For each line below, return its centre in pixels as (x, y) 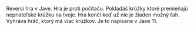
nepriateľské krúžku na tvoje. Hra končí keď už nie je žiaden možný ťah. (93, 15)
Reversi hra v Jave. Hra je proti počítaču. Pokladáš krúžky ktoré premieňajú (97, 9)
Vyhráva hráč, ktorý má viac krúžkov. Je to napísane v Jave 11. (82, 21)
